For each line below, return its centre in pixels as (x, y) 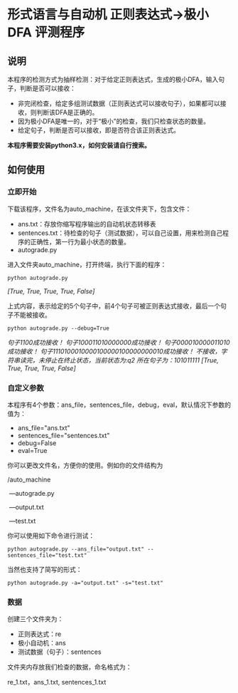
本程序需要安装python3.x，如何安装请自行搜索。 (79, 145)
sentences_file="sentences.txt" (64, 435)
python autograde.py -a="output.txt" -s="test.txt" (85, 583)
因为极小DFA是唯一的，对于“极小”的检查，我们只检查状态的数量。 (113, 121)
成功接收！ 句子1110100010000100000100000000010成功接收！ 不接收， (114, 351)
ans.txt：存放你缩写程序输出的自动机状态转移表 (87, 224)
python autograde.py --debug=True (59, 328)
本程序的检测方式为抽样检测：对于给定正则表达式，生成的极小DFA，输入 (113, 79)
